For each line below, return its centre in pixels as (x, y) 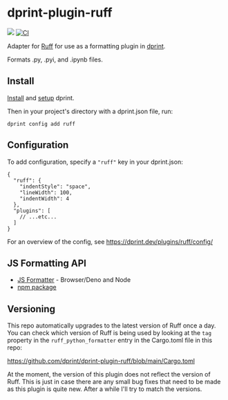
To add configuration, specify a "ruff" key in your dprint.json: (95, 162)
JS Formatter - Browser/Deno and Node (74, 280)
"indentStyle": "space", (55, 187)
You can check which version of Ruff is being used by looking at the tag (110, 333)
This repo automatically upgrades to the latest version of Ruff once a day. (112, 325)
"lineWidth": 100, (46, 192)
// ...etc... (38, 217)
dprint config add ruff (41, 124)
